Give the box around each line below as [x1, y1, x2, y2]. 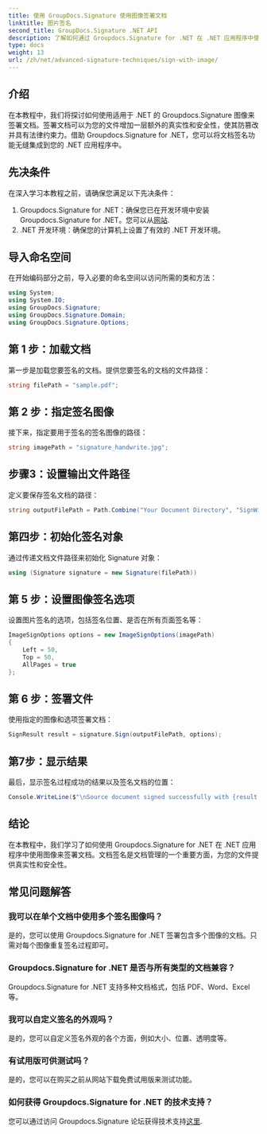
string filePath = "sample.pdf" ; [8, 381, 119, 389]
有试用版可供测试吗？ [8, 1055, 90, 1066]
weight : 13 [8, 49, 44, 57]
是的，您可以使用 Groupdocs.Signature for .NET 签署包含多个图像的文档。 [8, 930, 250, 940]
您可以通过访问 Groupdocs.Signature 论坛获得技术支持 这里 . [8, 1116, 203, 1126]
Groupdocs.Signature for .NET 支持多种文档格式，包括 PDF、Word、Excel [8, 982, 250, 992]
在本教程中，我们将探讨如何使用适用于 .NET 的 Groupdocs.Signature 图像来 [8, 110, 256, 119]
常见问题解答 [8, 885, 72, 899]
